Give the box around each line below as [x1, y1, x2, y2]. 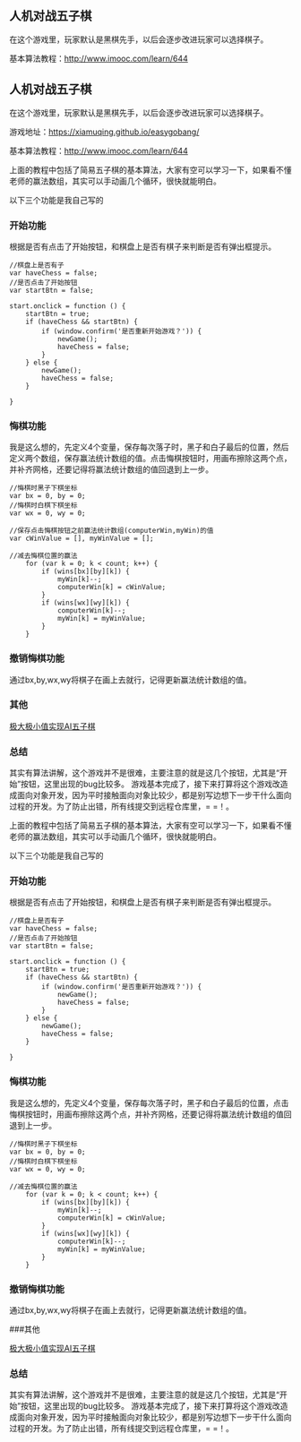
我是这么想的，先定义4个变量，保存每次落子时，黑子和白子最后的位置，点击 [9, 1097, 289, 1108]
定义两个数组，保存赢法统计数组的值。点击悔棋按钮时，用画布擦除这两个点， [9, 453, 292, 464]
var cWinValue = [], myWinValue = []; [9, 534, 154, 544]
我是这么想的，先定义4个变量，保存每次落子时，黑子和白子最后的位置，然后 [9, 442, 289, 452]
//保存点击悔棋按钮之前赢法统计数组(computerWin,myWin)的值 [9, 527, 214, 536]
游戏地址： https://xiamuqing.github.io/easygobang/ [9, 126, 200, 137]
